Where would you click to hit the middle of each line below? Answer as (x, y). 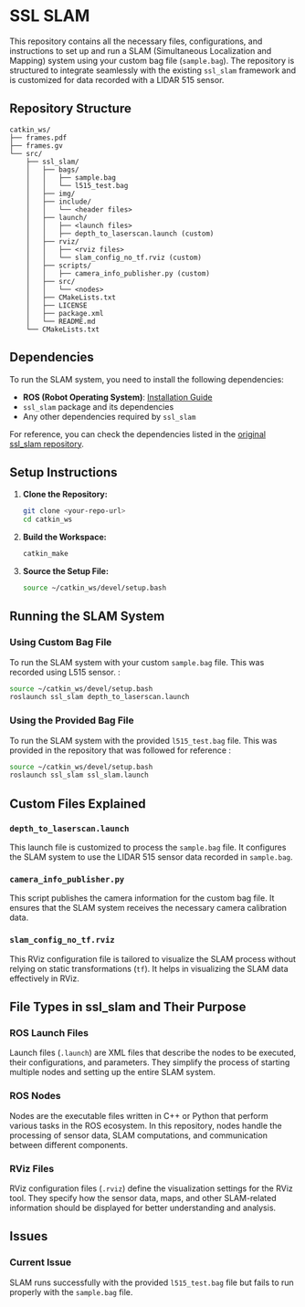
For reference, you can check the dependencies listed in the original (138, 434)
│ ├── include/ (59, 202)
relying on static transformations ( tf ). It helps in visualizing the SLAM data (149, 968)
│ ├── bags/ (53, 170)
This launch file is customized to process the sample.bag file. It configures (148, 847)
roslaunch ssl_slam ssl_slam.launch (79, 775)
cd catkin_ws (47, 520)
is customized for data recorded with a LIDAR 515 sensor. (117, 79)
